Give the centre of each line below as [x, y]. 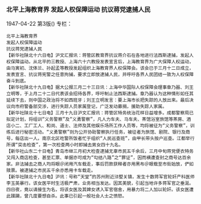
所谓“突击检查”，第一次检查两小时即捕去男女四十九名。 [65, 145]
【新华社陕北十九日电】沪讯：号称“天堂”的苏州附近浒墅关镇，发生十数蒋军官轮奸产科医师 [100, 177]
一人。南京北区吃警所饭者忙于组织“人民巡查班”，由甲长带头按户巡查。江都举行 [112, 139]
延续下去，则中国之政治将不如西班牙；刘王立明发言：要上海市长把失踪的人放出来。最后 [98, 100]
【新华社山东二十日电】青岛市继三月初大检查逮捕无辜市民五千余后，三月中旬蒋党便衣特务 [100, 152]
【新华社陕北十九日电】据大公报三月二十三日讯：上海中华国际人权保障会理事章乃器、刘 [98, 88]
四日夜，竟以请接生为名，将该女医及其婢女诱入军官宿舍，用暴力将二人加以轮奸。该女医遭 [100, 190]
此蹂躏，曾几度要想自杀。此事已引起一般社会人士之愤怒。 [67, 196]
